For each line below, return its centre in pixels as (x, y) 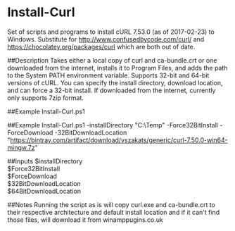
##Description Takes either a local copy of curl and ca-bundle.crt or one (112, 60)
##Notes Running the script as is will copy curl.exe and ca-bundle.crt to (112, 204)
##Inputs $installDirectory (45, 161)
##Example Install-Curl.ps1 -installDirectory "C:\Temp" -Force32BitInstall (113, 125)
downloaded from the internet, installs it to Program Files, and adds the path (118, 68)
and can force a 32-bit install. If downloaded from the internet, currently (112, 90)
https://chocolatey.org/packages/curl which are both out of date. (101, 46)
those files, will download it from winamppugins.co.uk (85, 220)
